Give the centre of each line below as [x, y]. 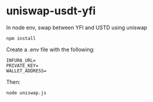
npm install [21, 38]
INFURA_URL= [21, 60]
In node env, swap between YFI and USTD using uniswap [77, 27]
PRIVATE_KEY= [22, 66]
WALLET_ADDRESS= [26, 71]
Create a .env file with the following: [51, 50]
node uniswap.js [26, 93]
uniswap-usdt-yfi [51, 11]
